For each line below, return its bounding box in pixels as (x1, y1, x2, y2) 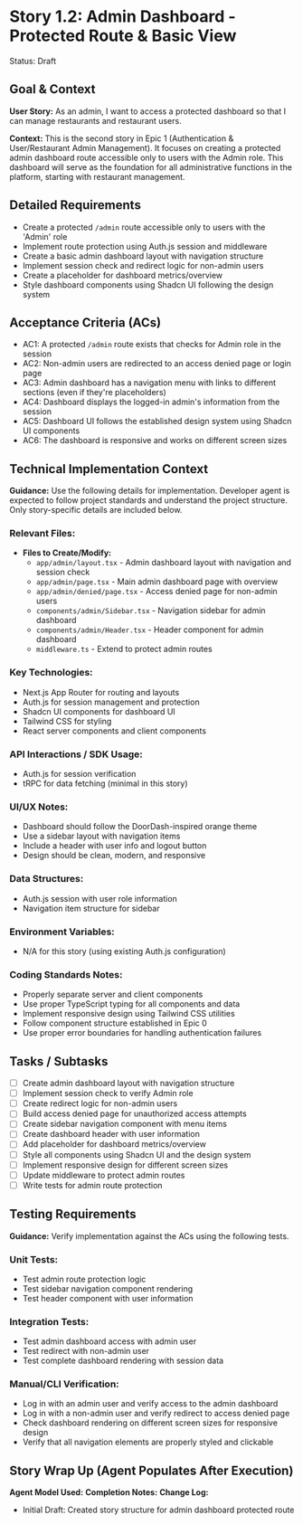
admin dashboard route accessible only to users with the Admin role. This (9, 152, 284, 163)
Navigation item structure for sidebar (22, 903, 160, 913)
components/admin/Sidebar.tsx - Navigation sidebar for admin (35, 605, 266, 616)
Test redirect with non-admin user (22, 1346, 150, 1357)
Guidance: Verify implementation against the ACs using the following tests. (9, 1230, 289, 1241)
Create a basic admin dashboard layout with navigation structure (22, 251, 264, 261)
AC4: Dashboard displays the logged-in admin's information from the (22, 396, 280, 408)
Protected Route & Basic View (9, 25, 237, 46)
